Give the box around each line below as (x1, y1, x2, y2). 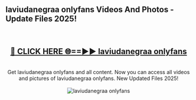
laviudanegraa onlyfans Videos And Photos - (5, 5, 174, 15)
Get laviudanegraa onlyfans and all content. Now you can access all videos (7, 68, 190, 75)
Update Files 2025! (5, 14, 77, 24)
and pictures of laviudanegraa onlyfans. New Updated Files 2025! (18, 75, 179, 82)
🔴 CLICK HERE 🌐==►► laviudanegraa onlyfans (10, 46, 187, 56)
